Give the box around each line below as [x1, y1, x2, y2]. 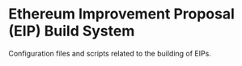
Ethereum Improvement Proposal [8, 5, 235, 23]
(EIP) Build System [8, 22, 135, 40]
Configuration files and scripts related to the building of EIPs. [8, 48, 212, 58]
